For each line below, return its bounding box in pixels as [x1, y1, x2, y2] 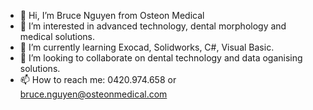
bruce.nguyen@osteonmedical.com [19, 88, 168, 100]
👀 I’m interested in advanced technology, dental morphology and [19, 20, 287, 32]
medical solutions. [19, 31, 96, 42]
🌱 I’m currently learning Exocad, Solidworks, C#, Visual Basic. [19, 41, 275, 53]
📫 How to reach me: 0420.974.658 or [19, 74, 177, 85]
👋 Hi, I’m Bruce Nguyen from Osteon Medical [19, 10, 205, 21]
